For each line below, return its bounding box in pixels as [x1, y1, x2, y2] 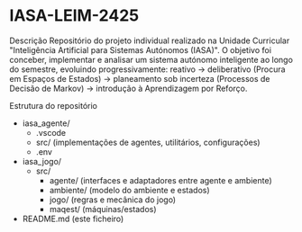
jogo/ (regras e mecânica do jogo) [49, 194, 177, 205]
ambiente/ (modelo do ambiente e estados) [49, 184, 210, 195]
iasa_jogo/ [22, 156, 61, 166]
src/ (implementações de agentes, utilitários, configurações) [35, 137, 261, 147]
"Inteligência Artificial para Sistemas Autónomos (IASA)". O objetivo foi [9, 44, 272, 55]
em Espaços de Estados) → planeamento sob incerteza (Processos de [9, 73, 270, 84]
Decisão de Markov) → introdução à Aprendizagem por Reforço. [9, 83, 248, 94]
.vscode [35, 127, 67, 138]
